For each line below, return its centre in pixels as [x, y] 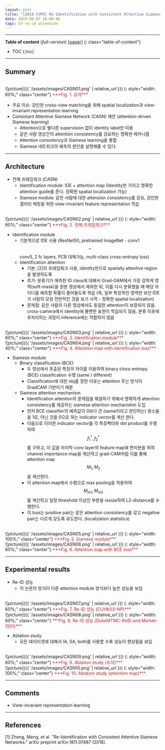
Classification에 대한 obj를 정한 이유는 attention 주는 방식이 [84, 381]
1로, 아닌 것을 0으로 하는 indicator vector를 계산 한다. [83, 417]
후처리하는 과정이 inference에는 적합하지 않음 [70, 317]
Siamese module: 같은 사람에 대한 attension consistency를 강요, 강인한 [89, 197]
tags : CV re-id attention [31, 23]
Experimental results [38, 570]
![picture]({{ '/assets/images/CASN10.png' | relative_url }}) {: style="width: [80, 668]
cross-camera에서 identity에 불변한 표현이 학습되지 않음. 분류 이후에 [93, 311]
